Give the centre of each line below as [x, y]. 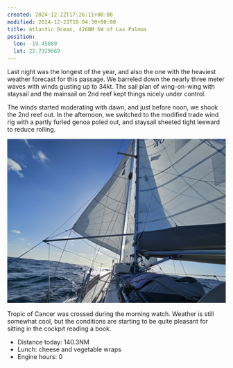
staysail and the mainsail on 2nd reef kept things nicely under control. [107, 94]
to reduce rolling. [32, 129]
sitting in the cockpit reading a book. [60, 328]
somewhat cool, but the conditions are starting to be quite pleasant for [108, 321]
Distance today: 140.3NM [53, 342]
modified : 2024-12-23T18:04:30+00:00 [62, 22]
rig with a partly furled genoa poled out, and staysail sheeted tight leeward [114, 122]
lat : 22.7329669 [37, 51]
